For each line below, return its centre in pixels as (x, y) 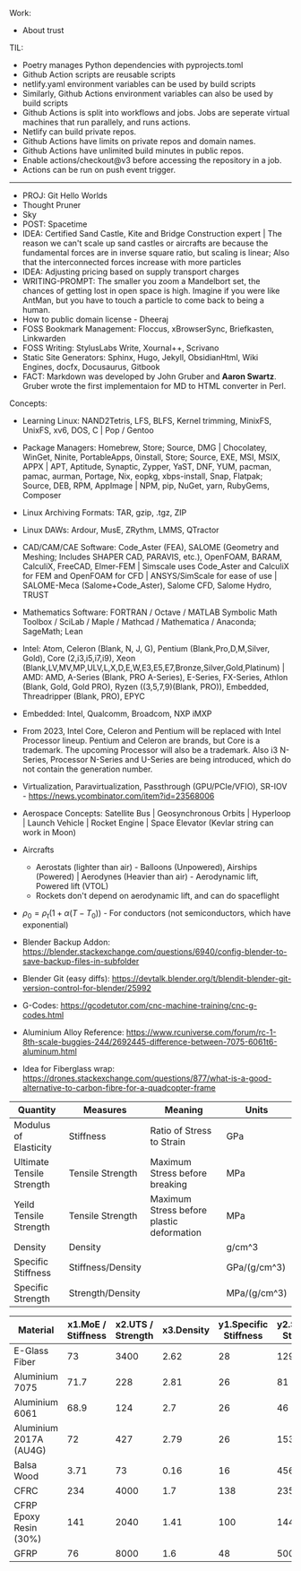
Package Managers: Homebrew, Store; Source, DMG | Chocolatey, (144, 448)
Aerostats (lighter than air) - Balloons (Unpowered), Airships (146, 867)
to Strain (168, 1142)
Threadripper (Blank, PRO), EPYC (83, 696)
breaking (169, 1184)
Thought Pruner (52, 205)
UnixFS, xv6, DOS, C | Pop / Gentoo (88, 430)
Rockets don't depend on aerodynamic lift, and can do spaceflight (157, 896)
